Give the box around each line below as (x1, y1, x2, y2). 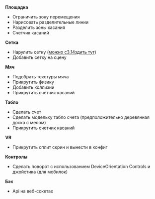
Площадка (5, 4, 28, 10)
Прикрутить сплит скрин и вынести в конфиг (12, 144, 108, 150)
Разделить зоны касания (12, 24, 66, 30)
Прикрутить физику (12, 79, 55, 85)
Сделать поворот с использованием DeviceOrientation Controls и (12, 164, 151, 169)
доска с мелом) (12, 120, 46, 125)
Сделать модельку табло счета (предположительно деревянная (12, 114, 150, 120)
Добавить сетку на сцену (12, 54, 67, 60)
